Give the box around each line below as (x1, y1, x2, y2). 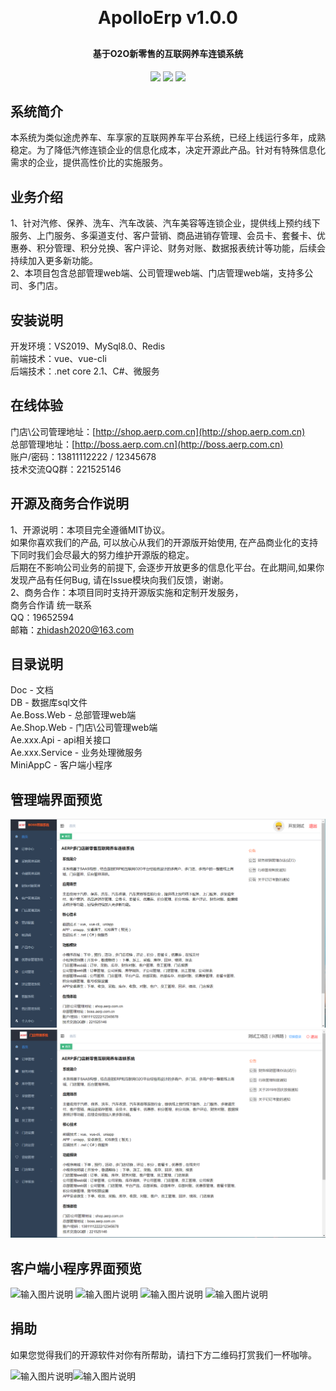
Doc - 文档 (10, 684, 54, 696)
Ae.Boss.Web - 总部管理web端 (10, 709, 137, 721)
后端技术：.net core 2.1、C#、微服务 (10, 365, 160, 377)
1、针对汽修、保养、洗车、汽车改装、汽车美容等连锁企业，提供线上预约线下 (10, 217, 321, 229)
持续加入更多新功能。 (10, 255, 98, 267)
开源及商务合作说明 (10, 495, 129, 512)
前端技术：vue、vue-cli (10, 353, 107, 365)
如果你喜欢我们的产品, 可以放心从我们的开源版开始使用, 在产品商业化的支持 (10, 536, 318, 548)
